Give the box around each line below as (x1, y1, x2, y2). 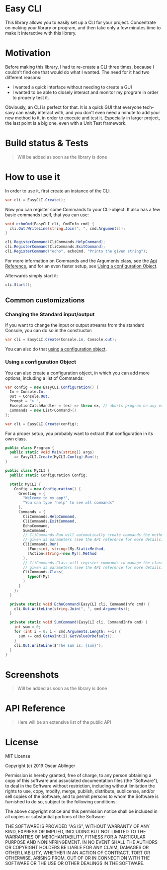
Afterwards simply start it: (5, 272, 58, 278)
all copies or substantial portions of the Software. (5, 814, 106, 820)
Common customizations (5, 296, 85, 305)
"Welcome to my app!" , (23, 496, 70, 501)
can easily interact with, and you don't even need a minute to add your (15, 109, 161, 115)
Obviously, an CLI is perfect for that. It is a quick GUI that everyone (5, 104, 142, 110)
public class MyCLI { (5, 468, 50, 473)
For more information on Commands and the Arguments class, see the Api (5, 258, 157, 263)
